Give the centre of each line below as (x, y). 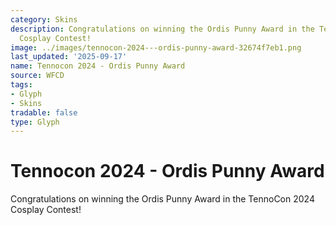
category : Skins (44, 19)
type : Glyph (35, 122)
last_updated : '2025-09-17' (69, 57)
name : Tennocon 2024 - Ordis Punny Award (98, 66)
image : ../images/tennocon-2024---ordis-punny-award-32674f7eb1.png (156, 47)
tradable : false (44, 112)
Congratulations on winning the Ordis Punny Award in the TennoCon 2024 (162, 199)
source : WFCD (37, 76)
